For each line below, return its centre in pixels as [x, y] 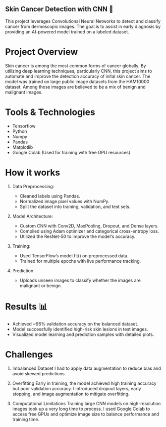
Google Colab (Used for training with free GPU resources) [71, 152]
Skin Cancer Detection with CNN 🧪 [59, 9]
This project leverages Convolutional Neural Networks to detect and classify [83, 21]
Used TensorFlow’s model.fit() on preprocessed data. [74, 256]
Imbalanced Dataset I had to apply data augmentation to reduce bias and [86, 368]
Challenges [29, 354]
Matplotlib [23, 147]
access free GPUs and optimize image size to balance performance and [86, 414]
